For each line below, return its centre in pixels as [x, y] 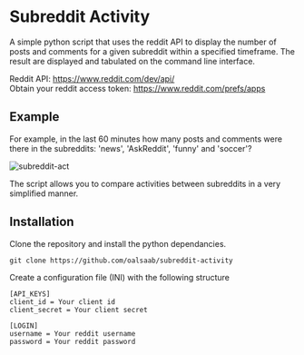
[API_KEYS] [30, 294]
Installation [42, 222]
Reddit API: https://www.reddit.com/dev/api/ [92, 78]
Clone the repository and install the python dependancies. [118, 243]
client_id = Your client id [63, 301]
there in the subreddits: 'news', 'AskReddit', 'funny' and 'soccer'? [131, 148]
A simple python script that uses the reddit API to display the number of [143, 42]
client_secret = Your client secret [78, 310]
